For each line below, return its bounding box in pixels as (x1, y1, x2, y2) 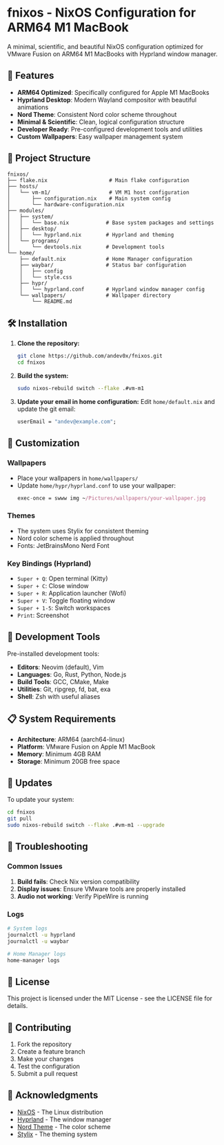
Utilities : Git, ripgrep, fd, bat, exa (17, 685, 111, 693)
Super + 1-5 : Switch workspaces (17, 604, 111, 612)
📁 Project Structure (7, 152, 91, 164)
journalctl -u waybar (7, 937, 70, 945)
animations (17, 102, 49, 111)
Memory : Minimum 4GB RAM (17, 749, 101, 758)
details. (7, 1002, 28, 1010)
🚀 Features (7, 70, 54, 82)
